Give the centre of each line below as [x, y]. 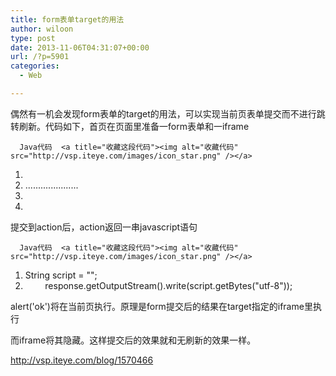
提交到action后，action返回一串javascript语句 [104, 227]
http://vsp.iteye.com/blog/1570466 [82, 360]
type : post [33, 38]
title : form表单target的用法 [67, 19]
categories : [35, 66]
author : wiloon [42, 29]
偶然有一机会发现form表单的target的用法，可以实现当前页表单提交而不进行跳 [168, 113]
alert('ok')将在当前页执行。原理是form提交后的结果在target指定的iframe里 [161, 306]
